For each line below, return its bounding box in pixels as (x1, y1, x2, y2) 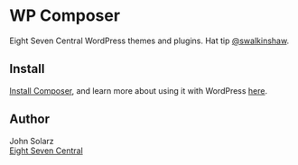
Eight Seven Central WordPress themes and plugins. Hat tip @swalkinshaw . (9, 35, 290, 46)
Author (9, 112, 50, 127)
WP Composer (9, 5, 120, 26)
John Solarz (9, 135, 54, 146)
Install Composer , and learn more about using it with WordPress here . (9, 85, 268, 96)
